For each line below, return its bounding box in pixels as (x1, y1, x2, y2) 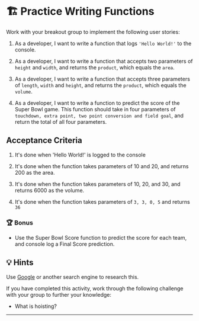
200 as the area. (14, 169, 55, 176)
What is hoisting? (14, 303, 57, 310)
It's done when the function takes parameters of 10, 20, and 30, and (14, 180, 181, 187)
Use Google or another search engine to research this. (6, 273, 139, 280)
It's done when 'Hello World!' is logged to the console (14, 151, 146, 158)
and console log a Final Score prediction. (14, 240, 115, 248)
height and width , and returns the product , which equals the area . (14, 63, 175, 71)
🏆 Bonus (6, 219, 34, 227)
